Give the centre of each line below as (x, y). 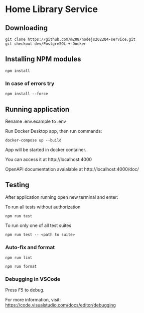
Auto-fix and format (30, 247)
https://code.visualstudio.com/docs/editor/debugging (61, 305)
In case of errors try (30, 83)
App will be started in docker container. (46, 149)
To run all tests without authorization (43, 207)
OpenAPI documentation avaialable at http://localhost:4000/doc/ (72, 169)
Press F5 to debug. (25, 290)
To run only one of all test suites (38, 225)
